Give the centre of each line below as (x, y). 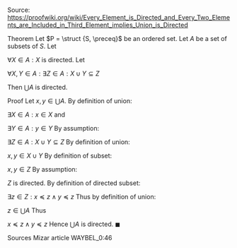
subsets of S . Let (32, 46)
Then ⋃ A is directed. (37, 88)
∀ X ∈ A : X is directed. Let (46, 60)
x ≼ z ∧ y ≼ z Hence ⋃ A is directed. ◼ (64, 224)
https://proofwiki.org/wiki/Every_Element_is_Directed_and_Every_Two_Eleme (119, 18)
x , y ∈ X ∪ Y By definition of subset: (60, 156)
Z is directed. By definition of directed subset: (74, 183)
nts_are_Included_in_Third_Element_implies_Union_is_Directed (98, 25)
